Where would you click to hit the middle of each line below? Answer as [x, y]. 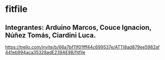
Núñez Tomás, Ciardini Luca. [50, 35]
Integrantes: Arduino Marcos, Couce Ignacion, [78, 28]
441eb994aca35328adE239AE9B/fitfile [45, 52]
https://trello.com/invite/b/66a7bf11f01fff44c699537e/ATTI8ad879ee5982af [82, 47]
